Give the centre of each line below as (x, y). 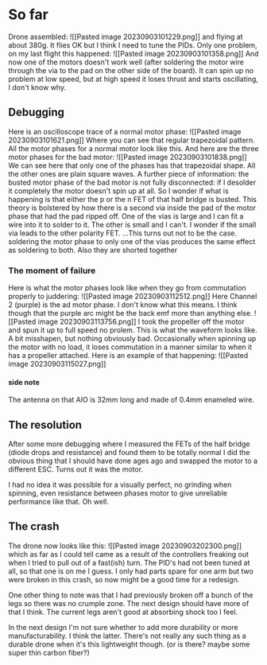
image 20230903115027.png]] (57, 364)
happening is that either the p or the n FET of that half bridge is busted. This (132, 199)
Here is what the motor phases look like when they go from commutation (127, 288)
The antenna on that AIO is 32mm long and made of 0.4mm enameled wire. (132, 400)
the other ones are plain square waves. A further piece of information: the (129, 173)
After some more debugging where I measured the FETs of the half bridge (129, 444)
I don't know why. (37, 87)
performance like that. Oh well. (58, 502)
